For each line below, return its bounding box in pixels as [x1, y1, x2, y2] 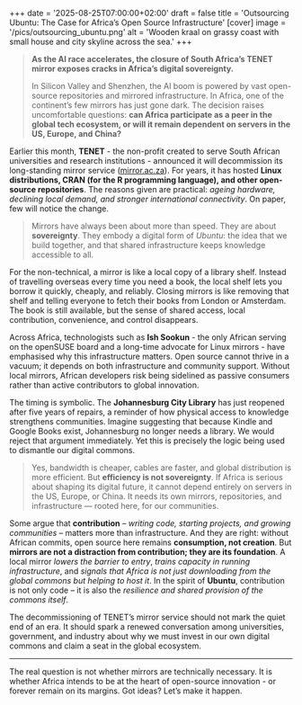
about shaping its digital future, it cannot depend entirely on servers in [31, 481, 292, 492]
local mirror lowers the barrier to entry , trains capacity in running [9, 557, 251, 567]
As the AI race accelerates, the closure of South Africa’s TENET [31, 54, 273, 64]
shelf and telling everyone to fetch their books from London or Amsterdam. [9, 296, 287, 306]
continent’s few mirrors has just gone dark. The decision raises [31, 100, 265, 111]
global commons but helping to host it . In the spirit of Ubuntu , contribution [9, 576, 286, 585]
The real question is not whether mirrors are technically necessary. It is [9, 666, 272, 677]
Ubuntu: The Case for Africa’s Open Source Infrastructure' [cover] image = [9, 17, 286, 28]
